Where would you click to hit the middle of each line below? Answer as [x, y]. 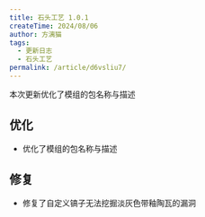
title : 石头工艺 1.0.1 [49, 17]
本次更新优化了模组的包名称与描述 [72, 94]
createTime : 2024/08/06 [54, 26]
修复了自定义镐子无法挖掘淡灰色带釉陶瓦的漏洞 [109, 203]
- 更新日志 [35, 51]
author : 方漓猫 [36, 34]
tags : [19, 43]
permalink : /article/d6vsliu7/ [68, 68]
